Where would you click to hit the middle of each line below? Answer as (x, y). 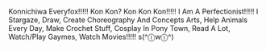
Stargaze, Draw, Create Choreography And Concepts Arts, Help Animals (128, 20)
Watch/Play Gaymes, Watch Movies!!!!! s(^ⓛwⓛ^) (91, 37)
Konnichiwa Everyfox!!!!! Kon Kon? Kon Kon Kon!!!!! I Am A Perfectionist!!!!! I (133, 12)
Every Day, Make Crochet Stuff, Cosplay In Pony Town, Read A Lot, (120, 28)
